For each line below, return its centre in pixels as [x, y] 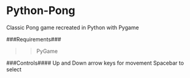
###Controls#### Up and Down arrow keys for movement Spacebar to [95, 63]
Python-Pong [41, 11]
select [14, 69]
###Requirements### [34, 39]
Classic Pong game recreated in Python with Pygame [73, 27]
